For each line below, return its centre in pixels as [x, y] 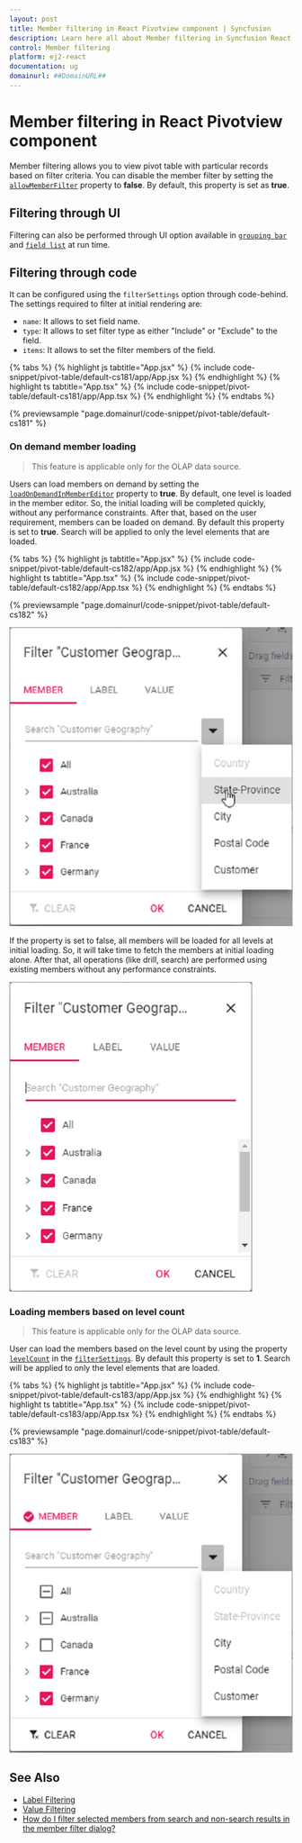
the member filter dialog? [69, 1828]
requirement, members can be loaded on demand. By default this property [147, 522]
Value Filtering [49, 1809]
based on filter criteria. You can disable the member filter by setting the [142, 175]
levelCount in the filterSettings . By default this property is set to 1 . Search [150, 1358]
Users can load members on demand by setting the [104, 484]
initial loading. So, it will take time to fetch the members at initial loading [142, 949]
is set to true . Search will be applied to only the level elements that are [140, 531]
